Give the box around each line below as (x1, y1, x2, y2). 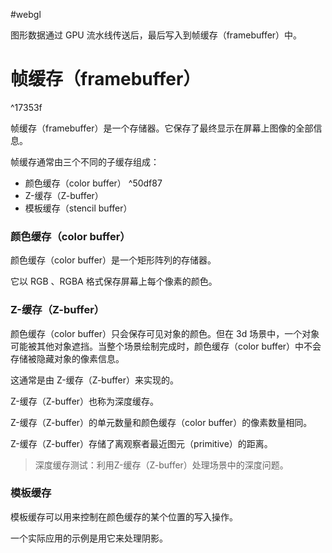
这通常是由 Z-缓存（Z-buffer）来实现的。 (10, 374, 180, 386)
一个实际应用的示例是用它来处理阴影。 (10, 532, 168, 544)
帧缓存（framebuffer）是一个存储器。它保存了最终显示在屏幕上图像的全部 (10, 122, 314, 134)
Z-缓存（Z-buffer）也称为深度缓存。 (10, 395, 160, 407)
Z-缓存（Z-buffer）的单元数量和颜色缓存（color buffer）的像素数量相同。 (10, 416, 313, 428)
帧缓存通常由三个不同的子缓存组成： (10, 155, 160, 168)
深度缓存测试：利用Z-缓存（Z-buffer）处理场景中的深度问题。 (34, 459, 289, 471)
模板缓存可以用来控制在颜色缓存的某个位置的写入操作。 (10, 510, 238, 523)
